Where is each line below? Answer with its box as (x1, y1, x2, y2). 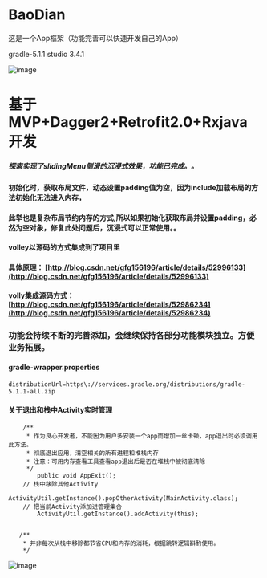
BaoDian (8, 6, 66, 24)
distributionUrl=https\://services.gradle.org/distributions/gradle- (8, 380, 246, 389)
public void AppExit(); (37, 471, 116, 479)
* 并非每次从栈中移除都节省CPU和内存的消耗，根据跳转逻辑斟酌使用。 (22, 539, 220, 547)
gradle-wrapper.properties (8, 362, 100, 372)
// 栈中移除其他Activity (22, 480, 99, 488)
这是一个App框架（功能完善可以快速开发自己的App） (8, 33, 183, 43)
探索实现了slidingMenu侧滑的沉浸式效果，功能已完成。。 (8, 161, 199, 170)
